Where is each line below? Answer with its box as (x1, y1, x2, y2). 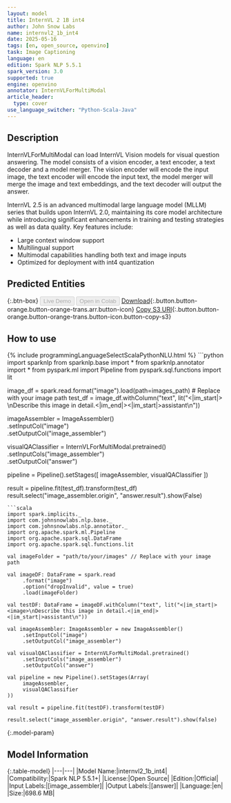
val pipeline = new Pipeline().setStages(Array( (7, 674, 150, 681)
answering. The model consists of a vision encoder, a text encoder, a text (7, 158, 216, 166)
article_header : (7, 94, 54, 101)
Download (121, 296, 150, 305)
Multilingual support (17, 243, 74, 252)
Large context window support (17, 236, 105, 244)
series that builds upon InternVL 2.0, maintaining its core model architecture (7, 208, 223, 216)
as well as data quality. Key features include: (7, 223, 133, 231)
